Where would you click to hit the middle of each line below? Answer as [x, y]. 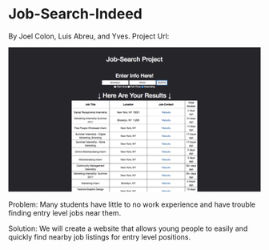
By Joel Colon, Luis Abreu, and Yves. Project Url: [89, 36]
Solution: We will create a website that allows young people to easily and [128, 228]
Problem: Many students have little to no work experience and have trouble [132, 204]
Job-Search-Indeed [75, 14]
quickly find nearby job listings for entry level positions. [100, 236]
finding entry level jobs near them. [65, 212]
